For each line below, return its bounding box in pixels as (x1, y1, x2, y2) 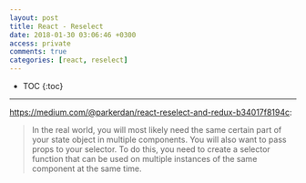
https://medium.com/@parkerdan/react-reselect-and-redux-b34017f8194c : (9, 107, 293, 117)
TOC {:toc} (22, 81, 64, 91)
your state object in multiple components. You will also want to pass (31, 134, 287, 145)
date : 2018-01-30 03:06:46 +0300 (9, 30, 137, 39)
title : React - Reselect (9, 22, 104, 31)
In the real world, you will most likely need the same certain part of (31, 125, 282, 135)
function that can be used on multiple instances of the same (31, 154, 258, 164)
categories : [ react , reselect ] (9, 56, 128, 65)
